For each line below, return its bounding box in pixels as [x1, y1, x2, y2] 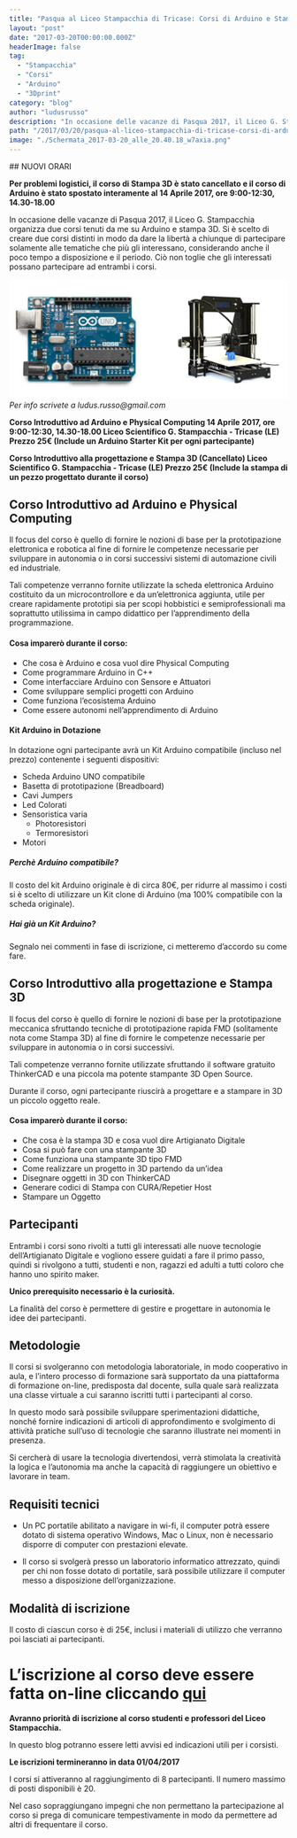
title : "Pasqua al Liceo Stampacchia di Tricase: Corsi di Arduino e [9, 14, 271, 23]
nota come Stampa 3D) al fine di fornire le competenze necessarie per [9, 1032, 265, 1043]
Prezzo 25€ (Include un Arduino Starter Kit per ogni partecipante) [9, 435, 255, 446]
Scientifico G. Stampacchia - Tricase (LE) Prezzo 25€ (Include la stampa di [9, 461, 288, 473]
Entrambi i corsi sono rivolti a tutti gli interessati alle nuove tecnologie [9, 1240, 262, 1251]
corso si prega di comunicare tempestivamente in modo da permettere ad [9, 1810, 278, 1820]
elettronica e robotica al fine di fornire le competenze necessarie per [9, 544, 259, 555]
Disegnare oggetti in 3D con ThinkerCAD [21, 1172, 171, 1183]
